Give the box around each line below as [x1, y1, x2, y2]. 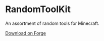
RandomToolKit [5, 4, 71, 15]
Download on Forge [5, 30, 46, 36]
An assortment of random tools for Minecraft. [5, 20, 99, 26]
